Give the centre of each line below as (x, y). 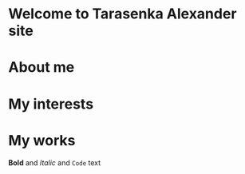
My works (42, 140)
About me (41, 67)
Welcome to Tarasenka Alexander (122, 14)
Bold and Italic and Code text (55, 162)
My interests (51, 104)
